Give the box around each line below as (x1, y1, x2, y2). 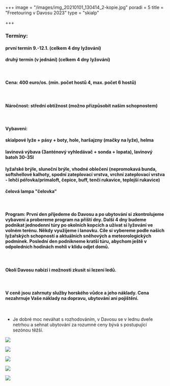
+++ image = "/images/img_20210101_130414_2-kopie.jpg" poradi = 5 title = (5, 5, 164, 10)
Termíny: (5, 32, 28, 39)
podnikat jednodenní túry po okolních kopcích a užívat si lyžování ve (5, 222, 153, 228)
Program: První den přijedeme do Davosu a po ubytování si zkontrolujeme (5, 211, 164, 217)
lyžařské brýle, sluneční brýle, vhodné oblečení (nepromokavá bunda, (5, 166, 157, 172)
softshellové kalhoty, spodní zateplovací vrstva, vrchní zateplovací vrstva (5, 171, 165, 177)
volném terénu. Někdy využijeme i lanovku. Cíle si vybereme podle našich (5, 228, 164, 234)
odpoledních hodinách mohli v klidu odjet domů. (5, 244, 109, 250)
